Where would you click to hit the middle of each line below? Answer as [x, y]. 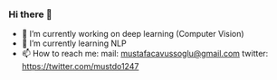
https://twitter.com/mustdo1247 [80, 67]
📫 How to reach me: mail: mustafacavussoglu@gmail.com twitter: [145, 54]
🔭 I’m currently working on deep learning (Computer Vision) [133, 34]
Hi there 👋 [31, 14]
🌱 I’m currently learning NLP [74, 43]
